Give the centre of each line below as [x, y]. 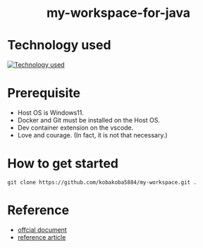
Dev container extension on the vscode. [75, 128]
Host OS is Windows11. [51, 113]
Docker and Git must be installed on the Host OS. [89, 120]
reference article [42, 237]
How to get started [63, 164]
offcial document [42, 230]
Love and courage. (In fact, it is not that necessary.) [92, 135]
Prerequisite [44, 93]
